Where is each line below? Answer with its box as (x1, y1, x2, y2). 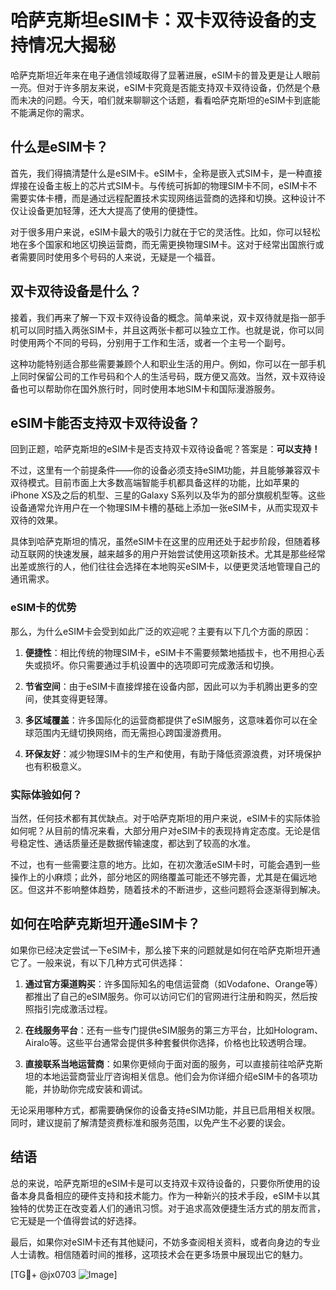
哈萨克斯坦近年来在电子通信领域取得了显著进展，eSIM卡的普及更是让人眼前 (10, 69, 321, 81)
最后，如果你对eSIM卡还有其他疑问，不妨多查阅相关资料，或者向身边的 (10, 1236, 303, 1248)
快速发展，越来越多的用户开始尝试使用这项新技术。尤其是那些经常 (53, 548, 326, 560)
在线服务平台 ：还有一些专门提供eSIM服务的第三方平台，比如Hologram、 (24, 1024, 323, 1036)
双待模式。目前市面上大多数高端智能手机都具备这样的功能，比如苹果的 (10, 477, 300, 489)
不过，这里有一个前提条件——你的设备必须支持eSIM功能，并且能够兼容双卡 (10, 464, 321, 476)
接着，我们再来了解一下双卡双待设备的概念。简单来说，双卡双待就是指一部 (10, 311, 317, 323)
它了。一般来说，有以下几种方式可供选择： (10, 956, 186, 968)
